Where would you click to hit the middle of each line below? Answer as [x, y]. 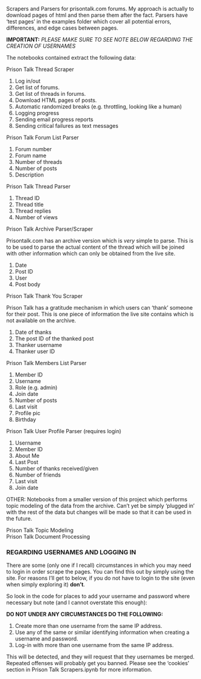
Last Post [26, 462]
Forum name [31, 155]
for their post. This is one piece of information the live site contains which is [100, 314]
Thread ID [27, 198]
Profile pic [28, 413]
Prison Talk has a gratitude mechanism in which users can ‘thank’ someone [100, 308]
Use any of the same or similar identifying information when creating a [102, 633]
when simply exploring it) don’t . [46, 584]
